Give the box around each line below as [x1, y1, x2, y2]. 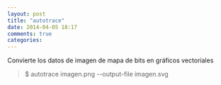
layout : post [7, 10, 46, 18]
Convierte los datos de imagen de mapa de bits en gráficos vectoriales [7, 56, 214, 64]
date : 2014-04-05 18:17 [7, 23, 78, 30]
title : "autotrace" [7, 17, 65, 24]
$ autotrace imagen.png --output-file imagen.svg [24, 70, 169, 79]
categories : [7, 37, 42, 44]
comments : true [7, 30, 52, 38]
